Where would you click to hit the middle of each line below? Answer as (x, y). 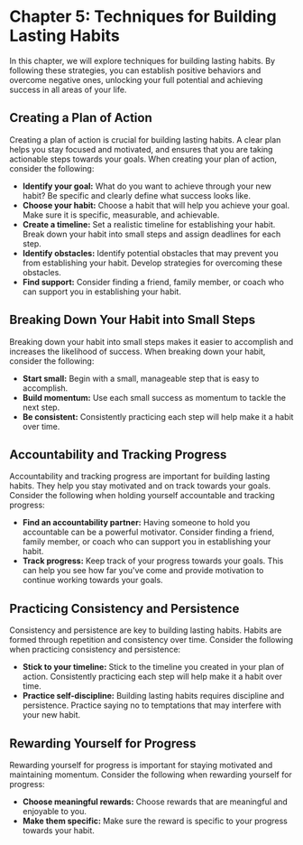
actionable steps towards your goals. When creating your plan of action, (143, 159)
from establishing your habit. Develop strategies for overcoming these (152, 263)
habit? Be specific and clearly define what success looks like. (136, 195)
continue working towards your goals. (93, 580)
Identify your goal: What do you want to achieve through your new (147, 186)
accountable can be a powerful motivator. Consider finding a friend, (148, 532)
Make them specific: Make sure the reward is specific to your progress (155, 821)
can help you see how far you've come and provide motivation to (143, 571)
